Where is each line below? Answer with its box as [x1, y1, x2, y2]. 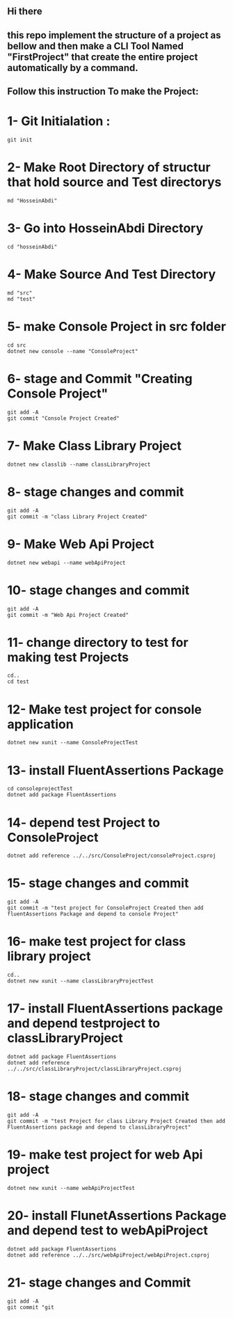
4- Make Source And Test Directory [7, 267, 216, 283]
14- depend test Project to [7, 815, 161, 831]
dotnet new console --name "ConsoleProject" [7, 347, 138, 354]
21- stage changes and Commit [7, 1275, 191, 1291]
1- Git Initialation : [7, 113, 111, 130]
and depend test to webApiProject [7, 1223, 209, 1239]
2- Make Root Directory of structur [7, 159, 211, 175]
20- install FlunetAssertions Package [7, 1208, 227, 1224]
